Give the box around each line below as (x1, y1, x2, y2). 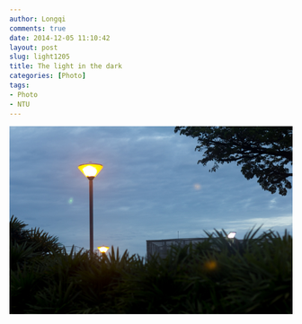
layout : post (9, 43, 58, 52)
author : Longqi (9, 14, 67, 23)
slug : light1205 (9, 52, 70, 62)
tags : (9, 81, 30, 90)
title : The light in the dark (9, 62, 123, 71)
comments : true (9, 23, 67, 33)
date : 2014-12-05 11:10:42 (9, 33, 111, 42)
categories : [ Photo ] (9, 72, 87, 81)
